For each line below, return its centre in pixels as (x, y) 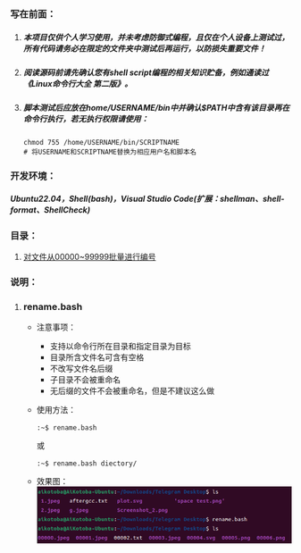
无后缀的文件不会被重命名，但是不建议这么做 (132, 391)
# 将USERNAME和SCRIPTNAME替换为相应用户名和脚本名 (110, 152)
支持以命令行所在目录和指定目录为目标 (120, 347)
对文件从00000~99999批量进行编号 (89, 256)
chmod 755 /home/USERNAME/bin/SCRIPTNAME (101, 142)
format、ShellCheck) (50, 210)
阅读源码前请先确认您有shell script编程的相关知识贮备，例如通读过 (146, 72)
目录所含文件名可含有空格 (97, 357)
